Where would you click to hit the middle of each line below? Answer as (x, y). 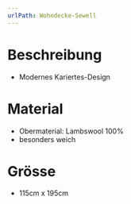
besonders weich (47, 139)
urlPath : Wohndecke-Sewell (52, 15)
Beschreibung (55, 54)
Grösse (32, 171)
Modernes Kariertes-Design (64, 77)
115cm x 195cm (44, 193)
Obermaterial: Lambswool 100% (71, 131)
